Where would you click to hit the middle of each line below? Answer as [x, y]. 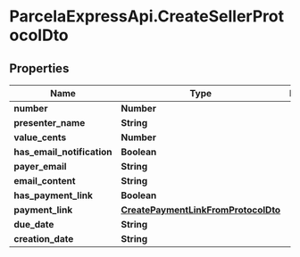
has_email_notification [63, 152]
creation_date [44, 239]
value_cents [40, 137]
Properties [39, 68]
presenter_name [50, 123]
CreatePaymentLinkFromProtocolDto [201, 210]
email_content [45, 181]
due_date [34, 224]
